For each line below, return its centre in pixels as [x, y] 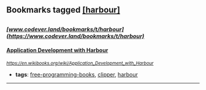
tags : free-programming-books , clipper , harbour [76, 74]
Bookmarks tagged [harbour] [63, 10]
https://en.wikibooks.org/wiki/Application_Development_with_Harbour [80, 63]
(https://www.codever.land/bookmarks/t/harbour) [75, 36]
